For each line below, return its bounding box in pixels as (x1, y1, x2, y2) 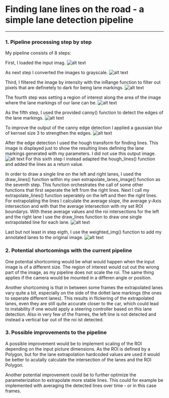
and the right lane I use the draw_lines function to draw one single (5, 214, 142, 220)
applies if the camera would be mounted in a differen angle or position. (5, 274, 152, 280)
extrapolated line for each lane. (5, 219, 70, 225)
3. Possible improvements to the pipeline (5, 329, 107, 336)
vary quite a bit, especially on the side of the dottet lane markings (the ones (5, 290, 162, 296)
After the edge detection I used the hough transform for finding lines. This (5, 140, 158, 146)
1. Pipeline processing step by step (5, 38, 92, 45)
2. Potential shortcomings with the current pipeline (5, 247, 132, 254)
